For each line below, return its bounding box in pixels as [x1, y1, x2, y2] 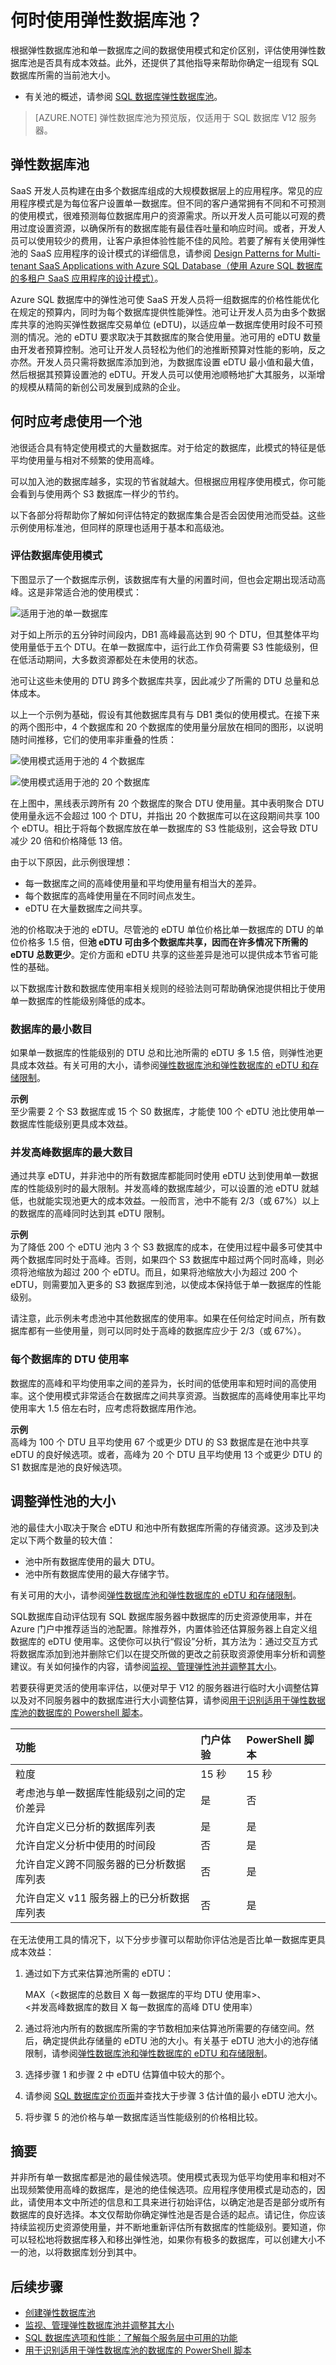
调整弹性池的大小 [10, 1493, 116, 1510]
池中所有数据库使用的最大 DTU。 [24, 1555, 160, 1567]
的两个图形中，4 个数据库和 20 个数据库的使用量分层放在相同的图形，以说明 [10, 721, 324, 733]
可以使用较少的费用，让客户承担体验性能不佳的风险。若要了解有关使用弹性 [18, 234, 326, 246]
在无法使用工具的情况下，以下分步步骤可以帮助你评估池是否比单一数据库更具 [10, 1933, 326, 1945]
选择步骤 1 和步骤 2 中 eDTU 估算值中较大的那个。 [24, 2068, 230, 2080]
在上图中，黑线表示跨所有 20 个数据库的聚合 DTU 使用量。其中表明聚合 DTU [10, 797, 325, 809]
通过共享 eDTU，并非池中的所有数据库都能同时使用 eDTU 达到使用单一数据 [10, 1170, 319, 1182]
